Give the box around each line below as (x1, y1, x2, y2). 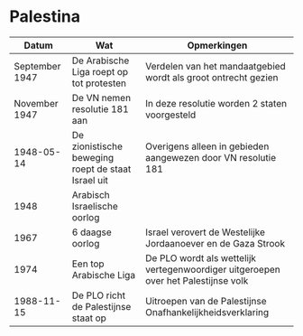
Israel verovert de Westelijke (145, 226, 266, 238)
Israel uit (71, 173, 108, 186)
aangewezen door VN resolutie (145, 151, 277, 163)
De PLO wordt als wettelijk (145, 251, 257, 264)
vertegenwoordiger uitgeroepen (145, 263, 281, 275)
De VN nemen (71, 91, 132, 104)
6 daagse (71, 226, 113, 238)
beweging (71, 151, 115, 163)
